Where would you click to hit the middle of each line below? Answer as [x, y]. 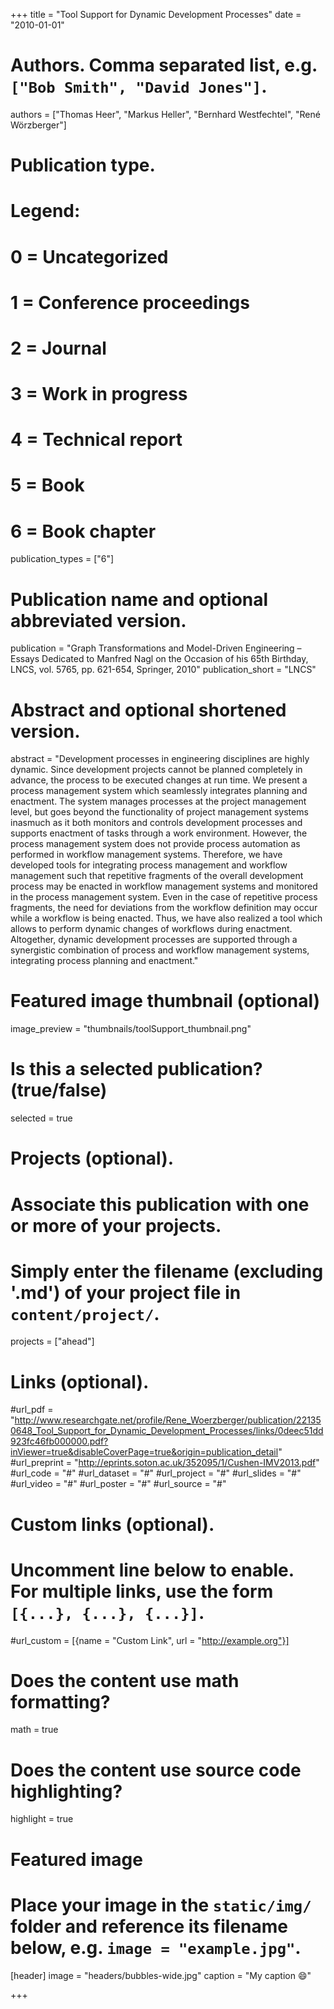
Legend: [45, 211]
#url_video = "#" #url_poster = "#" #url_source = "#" [118, 1484]
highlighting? [66, 1791]
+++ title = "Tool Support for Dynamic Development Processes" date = [156, 14]
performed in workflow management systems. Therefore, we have [146, 855]
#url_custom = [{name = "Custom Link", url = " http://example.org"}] [150, 1640]
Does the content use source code [156, 1770]
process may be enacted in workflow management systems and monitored [164, 886]
